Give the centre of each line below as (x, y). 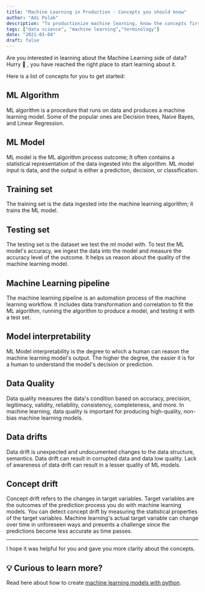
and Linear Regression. (35, 123)
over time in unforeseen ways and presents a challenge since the (88, 525)
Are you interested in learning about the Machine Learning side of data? (97, 58)
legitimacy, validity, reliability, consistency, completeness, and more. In (95, 405)
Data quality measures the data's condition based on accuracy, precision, (99, 398)
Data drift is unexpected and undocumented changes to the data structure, (100, 452)
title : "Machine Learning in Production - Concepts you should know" (97, 12)
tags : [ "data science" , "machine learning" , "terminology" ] (83, 29)
